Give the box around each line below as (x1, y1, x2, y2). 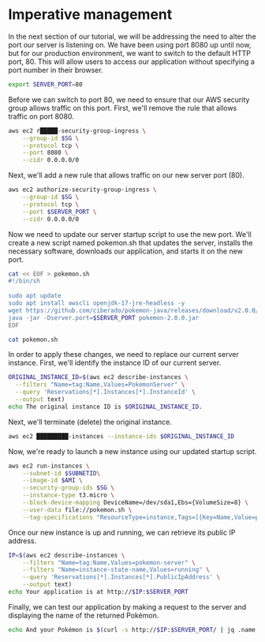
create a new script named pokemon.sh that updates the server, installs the (8, 238, 253, 247)
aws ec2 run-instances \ (8, 462, 90, 470)
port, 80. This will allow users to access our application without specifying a (8, 57, 255, 66)
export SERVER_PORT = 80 (8, 81, 83, 88)
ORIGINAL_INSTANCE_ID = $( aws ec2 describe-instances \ (8, 374, 189, 381)
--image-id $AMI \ (22, 476, 83, 485)
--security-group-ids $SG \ (22, 484, 114, 492)
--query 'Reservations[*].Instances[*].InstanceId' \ (15, 389, 196, 396)
